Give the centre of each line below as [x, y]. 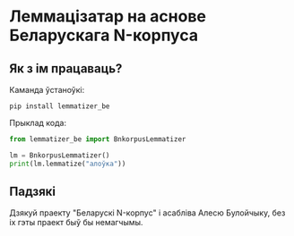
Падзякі [33, 192]
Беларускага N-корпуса [104, 35]
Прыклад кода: [38, 123]
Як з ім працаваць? [66, 68]
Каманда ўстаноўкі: [47, 90]
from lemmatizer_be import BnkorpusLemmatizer [98, 139]
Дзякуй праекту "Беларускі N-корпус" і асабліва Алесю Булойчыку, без [147, 213]
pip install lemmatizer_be [60, 106]
